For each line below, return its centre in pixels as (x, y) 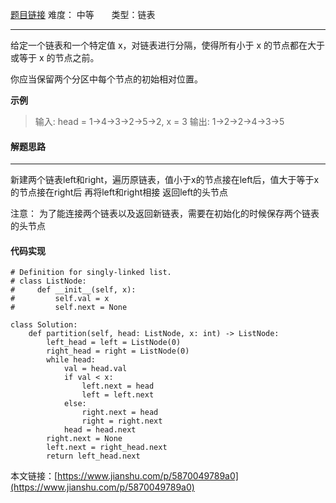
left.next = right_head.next (107, 448)
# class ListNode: (48, 281)
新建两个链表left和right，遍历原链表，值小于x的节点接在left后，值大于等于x (165, 180)
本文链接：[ (34, 476)
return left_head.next (93, 456)
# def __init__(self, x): (73, 290)
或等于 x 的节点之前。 (55, 57)
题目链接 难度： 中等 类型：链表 (83, 14)
